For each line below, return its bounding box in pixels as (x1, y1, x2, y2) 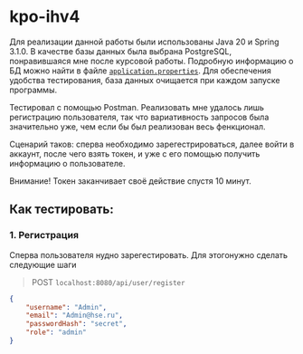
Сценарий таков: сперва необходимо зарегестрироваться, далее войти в (9, 139, 295, 149)
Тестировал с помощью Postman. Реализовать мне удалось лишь (9, 101, 265, 112)
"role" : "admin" (25, 328, 88, 337)
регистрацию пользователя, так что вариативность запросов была (9, 111, 270, 122)
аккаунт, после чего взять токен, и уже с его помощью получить (9, 148, 260, 159)
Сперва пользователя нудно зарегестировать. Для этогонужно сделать (9, 249, 288, 260)
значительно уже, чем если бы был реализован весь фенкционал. (9, 120, 266, 132)
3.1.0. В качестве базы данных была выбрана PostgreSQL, (9, 45, 232, 56)
